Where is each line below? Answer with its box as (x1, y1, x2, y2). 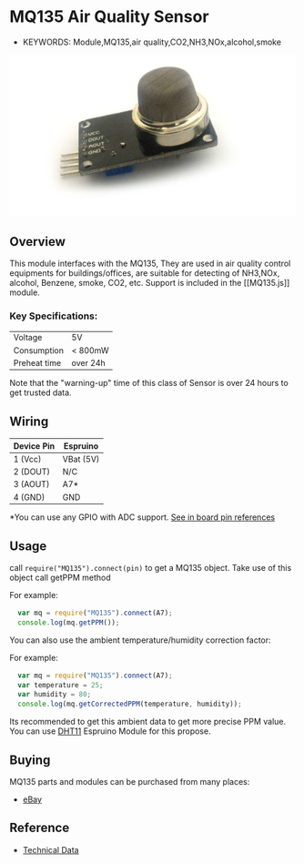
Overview (9, 234, 66, 249)
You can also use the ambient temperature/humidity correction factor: (9, 635, 271, 645)
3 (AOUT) (13, 479, 50, 490)
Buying (9, 752, 51, 767)
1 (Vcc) (13, 453, 42, 464)
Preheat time (13, 357, 62, 368)
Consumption (13, 344, 65, 356)
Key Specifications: (9, 310, 98, 322)
